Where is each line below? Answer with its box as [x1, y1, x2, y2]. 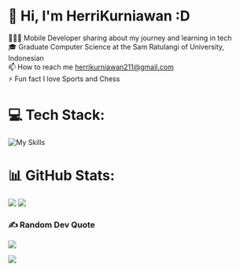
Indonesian [8, 53, 45, 62]
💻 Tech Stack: [8, 106, 105, 124]
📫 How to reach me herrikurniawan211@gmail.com [8, 62, 175, 72]
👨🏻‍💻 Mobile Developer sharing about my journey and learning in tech [8, 33, 232, 43]
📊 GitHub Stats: [8, 167, 116, 184]
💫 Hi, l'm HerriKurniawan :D [8, 7, 190, 25]
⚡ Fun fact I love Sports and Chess [8, 74, 120, 84]
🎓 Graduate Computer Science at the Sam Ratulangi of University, [8, 42, 225, 51]
